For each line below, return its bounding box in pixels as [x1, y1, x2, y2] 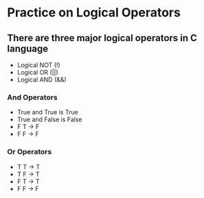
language [7, 42, 49, 54]
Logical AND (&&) [16, 75, 67, 84]
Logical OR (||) [16, 69, 58, 76]
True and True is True [16, 108, 78, 116]
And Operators [7, 92, 58, 102]
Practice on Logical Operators [7, 5, 181, 21]
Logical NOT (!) [16, 61, 60, 69]
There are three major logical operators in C [7, 32, 198, 44]
